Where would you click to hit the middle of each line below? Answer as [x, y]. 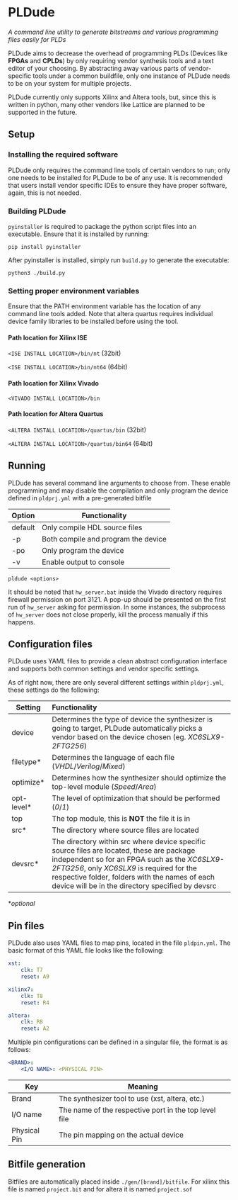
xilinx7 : [21, 989]
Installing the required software [63, 155]
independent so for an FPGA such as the [119, 860]
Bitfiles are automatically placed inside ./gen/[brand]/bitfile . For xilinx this [119, 1182]
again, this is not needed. [45, 193]
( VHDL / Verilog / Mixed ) [89, 766]
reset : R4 [35, 1003]
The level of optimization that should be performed [136, 798]
